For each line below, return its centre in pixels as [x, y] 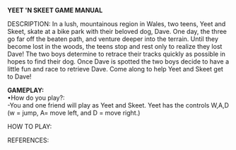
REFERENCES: [28, 140]
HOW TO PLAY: [30, 126]
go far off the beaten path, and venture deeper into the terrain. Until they [113, 39]
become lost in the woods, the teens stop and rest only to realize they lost [115, 46]
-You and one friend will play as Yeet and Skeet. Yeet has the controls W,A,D [118, 105]
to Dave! [19, 76]
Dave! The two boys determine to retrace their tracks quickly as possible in [117, 54]
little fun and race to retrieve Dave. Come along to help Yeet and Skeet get [116, 69]
